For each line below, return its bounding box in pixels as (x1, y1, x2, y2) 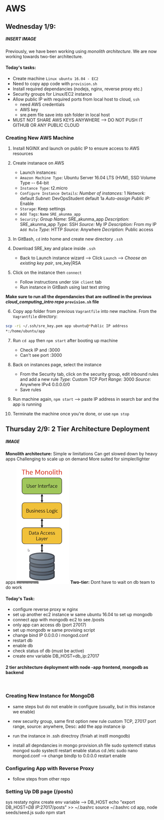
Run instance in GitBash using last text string (20, 284, 110, 290)
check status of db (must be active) (12, 648, 84, 654)
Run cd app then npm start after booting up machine (12, 337, 118, 343)
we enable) (12, 709, 36, 715)
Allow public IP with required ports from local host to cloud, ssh (12, 96, 140, 102)
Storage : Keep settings (20, 206, 65, 212)
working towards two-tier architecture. (5, 53, 83, 59)
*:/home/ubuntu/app (5, 328, 45, 333)
